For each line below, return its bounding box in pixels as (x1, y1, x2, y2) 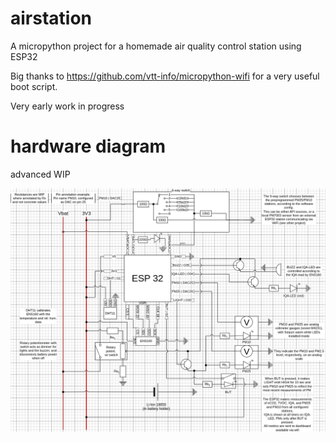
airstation (10, 7, 93, 30)
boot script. (10, 80, 58, 92)
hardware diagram (10, 135, 167, 158)
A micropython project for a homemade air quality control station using (10, 40, 302, 52)
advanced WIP (10, 168, 71, 180)
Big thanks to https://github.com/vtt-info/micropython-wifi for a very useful (10, 70, 320, 82)
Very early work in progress (10, 100, 125, 112)
